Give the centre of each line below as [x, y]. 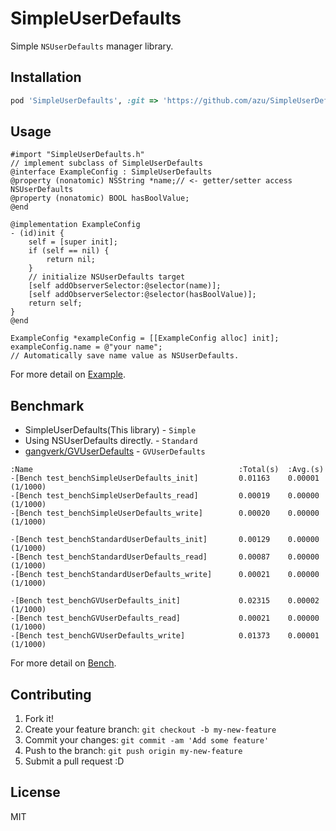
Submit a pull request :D [74, 761]
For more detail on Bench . [63, 663]
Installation [46, 77]
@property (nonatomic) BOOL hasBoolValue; [100, 198]
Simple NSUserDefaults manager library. [92, 46]
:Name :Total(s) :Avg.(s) [167, 470]
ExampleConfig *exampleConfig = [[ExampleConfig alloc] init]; [145, 338]
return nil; [71, 260]
